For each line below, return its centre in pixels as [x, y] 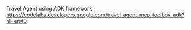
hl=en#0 [17, 21]
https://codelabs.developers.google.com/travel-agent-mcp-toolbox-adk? [95, 15]
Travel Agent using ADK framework [49, 9]
